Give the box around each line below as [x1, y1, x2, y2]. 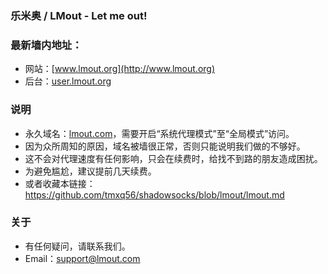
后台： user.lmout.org [24, 75, 112, 87]
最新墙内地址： [10, 38, 83, 52]
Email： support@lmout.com [24, 252, 141, 264]
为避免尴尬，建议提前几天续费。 [24, 165, 157, 177]
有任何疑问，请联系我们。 [24, 240, 131, 252]
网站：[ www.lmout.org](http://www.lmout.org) [24, 63, 216, 75]
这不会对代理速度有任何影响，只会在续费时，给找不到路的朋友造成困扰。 [24, 152, 323, 164]
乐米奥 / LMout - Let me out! [10, 8, 148, 22]
